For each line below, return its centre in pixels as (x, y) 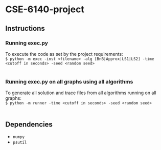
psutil (20, 142)
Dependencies (29, 124)
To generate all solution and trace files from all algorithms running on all (81, 93)
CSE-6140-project (45, 9)
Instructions (25, 28)
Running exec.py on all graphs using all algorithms (69, 81)
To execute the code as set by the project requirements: (64, 54)
